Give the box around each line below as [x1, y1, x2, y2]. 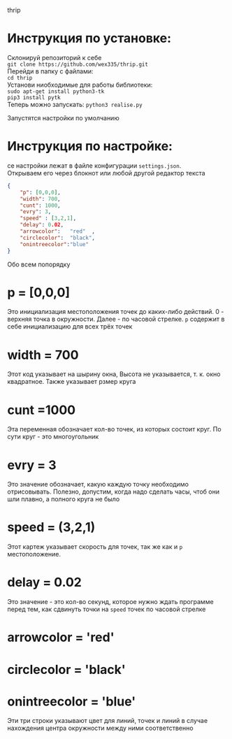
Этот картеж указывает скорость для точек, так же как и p [7, 543, 183, 551]
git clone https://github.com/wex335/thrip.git [7, 61, 149, 68]
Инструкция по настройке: [7, 138, 173, 155]
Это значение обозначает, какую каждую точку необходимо [7, 480, 189, 489]
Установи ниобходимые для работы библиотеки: [7, 80, 153, 89]
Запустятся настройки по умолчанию [7, 113, 120, 122]
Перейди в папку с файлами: [7, 66, 94, 76]
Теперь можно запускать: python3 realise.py [7, 100, 143, 108]
